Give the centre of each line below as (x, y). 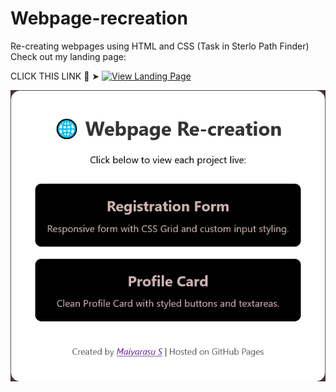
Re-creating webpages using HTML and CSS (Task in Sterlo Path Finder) (160, 46)
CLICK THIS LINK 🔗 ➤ (55, 76)
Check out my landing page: (68, 56)
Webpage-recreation (99, 18)
